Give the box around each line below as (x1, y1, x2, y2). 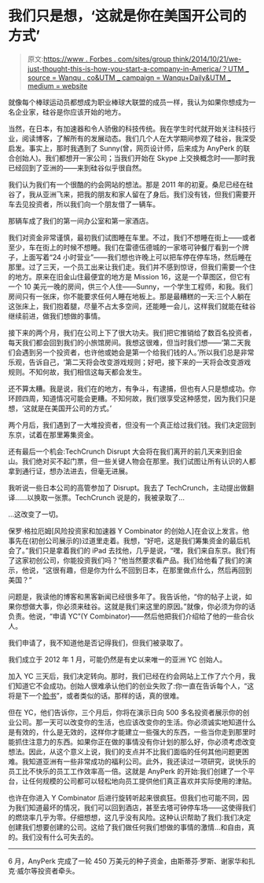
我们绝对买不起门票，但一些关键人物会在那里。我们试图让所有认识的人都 (21, 456, 256, 465)
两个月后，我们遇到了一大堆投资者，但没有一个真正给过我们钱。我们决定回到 (8, 420, 256, 429)
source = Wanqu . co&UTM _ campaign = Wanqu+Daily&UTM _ (27, 72, 232, 82)
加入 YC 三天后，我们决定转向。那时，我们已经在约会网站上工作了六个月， (8, 671, 249, 680)
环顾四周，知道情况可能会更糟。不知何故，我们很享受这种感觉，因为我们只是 (8, 393, 256, 403)
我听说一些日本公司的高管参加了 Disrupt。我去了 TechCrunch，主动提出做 (8, 483, 247, 492)
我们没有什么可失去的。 (21, 832, 98, 841)
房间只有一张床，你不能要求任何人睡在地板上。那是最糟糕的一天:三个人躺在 (8, 291, 251, 301)
